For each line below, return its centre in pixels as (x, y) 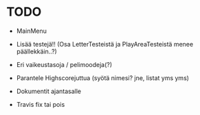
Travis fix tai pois (41, 104)
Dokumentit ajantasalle (49, 91)
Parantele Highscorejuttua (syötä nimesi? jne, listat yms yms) (103, 78)
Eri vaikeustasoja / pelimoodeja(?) (64, 64)
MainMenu (32, 31)
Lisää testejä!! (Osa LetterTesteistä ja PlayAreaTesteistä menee (105, 44)
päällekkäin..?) (37, 51)
